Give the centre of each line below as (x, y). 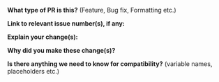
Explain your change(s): (43, 37)
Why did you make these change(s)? (61, 50)
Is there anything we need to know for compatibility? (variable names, (110, 64)
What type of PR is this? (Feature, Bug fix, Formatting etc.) (92, 10)
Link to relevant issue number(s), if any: (66, 23)
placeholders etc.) (33, 71)
